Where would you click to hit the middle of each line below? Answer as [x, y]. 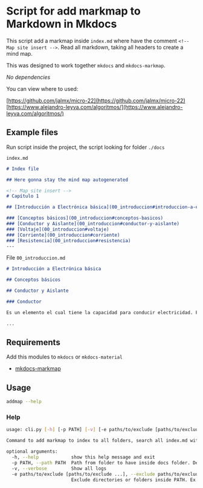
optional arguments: [32, 452]
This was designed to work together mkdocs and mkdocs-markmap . [86, 65]
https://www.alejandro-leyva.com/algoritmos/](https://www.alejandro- [95, 107]
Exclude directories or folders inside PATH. [129, 480]
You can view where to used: [42, 88]
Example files [32, 132]
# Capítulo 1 [23, 196]
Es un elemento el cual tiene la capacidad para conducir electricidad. [100, 312]
